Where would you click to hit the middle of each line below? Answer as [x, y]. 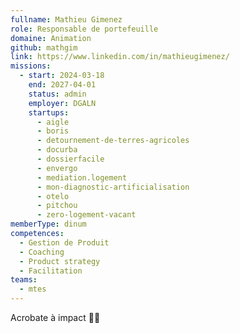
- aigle [53, 122]
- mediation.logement [82, 177]
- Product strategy [60, 261]
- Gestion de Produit [64, 242]
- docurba [57, 150]
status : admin [57, 94]
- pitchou [57, 206]
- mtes [33, 289]
